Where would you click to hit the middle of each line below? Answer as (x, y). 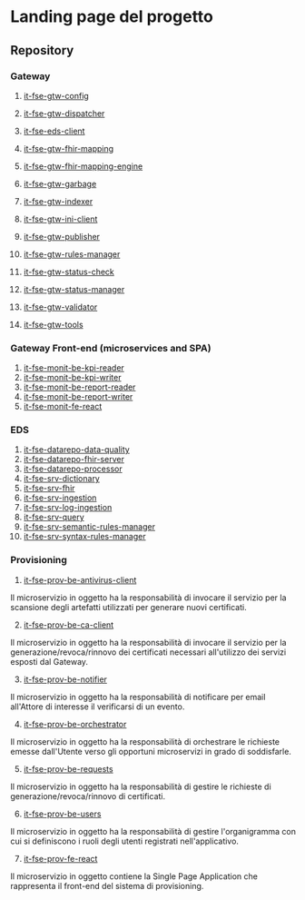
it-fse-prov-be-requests (68, 768)
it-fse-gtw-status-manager (74, 289)
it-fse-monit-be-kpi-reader (74, 368)
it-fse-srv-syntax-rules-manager (84, 537)
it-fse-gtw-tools (54, 324)
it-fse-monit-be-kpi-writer (72, 378)
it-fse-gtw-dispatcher (64, 113)
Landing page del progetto (112, 17)
